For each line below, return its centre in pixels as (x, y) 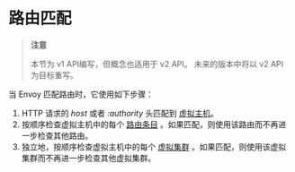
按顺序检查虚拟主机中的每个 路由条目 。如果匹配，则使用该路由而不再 (150, 124)
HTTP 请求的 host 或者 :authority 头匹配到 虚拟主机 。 (120, 113)
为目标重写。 (54, 75)
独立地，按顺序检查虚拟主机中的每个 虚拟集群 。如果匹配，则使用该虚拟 (154, 146)
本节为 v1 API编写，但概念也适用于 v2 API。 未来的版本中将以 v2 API (157, 64)
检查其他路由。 (65, 135)
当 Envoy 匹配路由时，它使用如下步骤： (81, 94)
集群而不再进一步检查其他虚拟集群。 (89, 158)
